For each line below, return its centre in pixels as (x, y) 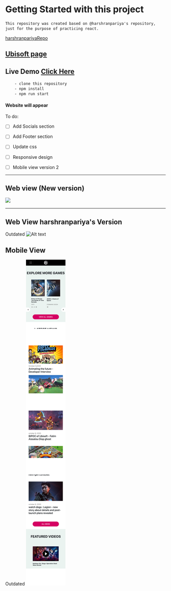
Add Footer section (33, 136)
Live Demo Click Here (40, 72)
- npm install (29, 89)
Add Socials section (34, 126)
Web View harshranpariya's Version (64, 222)
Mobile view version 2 (36, 167)
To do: (12, 117)
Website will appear (27, 105)
